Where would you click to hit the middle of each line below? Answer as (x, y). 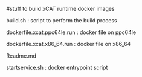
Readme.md (21, 56)
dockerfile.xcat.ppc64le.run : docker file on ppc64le (71, 32)
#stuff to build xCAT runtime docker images (60, 9)
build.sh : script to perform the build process (62, 20)
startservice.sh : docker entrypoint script (57, 67)
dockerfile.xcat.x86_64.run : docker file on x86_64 (69, 44)
